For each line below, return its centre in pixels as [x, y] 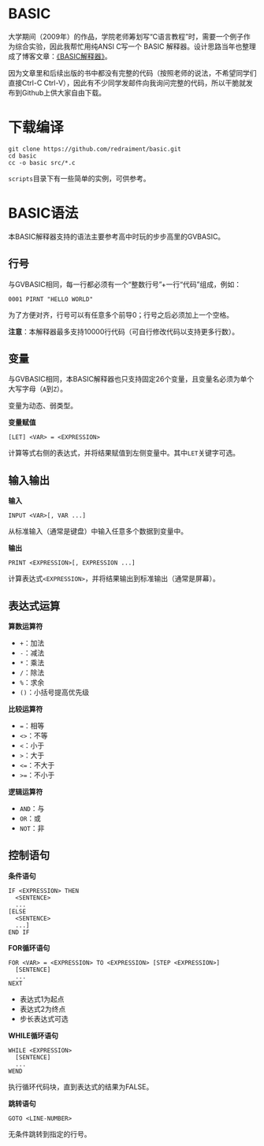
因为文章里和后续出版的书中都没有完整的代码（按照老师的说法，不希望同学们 [132, 73]
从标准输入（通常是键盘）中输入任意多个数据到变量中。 [98, 531]
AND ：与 [32, 809]
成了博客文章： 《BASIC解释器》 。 [60, 56]
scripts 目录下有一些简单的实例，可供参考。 [80, 178]
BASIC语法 [43, 213]
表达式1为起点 [42, 999]
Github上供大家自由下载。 [64, 92]
